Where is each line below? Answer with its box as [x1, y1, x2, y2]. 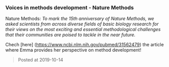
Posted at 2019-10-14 [17, 57, 63, 63]
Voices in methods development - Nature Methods [5, 4, 134, 11]
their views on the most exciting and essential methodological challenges [5, 26, 161, 32]
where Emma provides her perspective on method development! [5, 47, 141, 53]
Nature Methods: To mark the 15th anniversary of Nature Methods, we [5, 16, 154, 22]
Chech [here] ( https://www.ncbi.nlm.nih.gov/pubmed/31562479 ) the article [5, 42, 164, 48]
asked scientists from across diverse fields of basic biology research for [5, 21, 159, 27]
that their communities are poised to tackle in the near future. [5, 32, 136, 38]
